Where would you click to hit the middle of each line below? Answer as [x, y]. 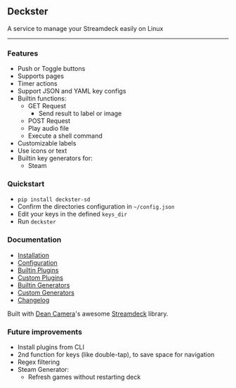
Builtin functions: [42, 98]
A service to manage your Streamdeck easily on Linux [85, 28]
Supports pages [41, 76]
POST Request [49, 121]
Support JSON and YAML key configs [72, 91]
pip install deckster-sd [54, 200]
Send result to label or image [80, 114]
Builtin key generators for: [55, 158]
